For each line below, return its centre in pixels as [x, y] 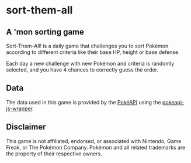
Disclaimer [26, 127]
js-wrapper [19, 108]
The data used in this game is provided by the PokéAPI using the [84, 102]
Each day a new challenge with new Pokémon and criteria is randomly [90, 63]
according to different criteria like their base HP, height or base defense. [93, 52]
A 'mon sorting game [45, 32]
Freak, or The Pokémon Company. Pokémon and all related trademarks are [96, 147]
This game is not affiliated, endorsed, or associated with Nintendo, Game [94, 141]
